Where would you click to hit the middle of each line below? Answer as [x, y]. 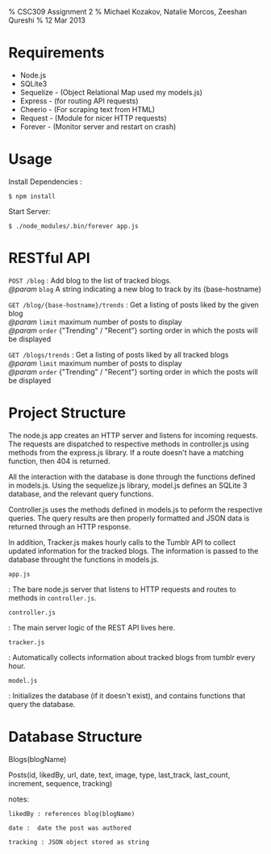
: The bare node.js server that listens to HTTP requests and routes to [122, 589]
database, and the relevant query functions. [81, 494]
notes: [19, 799]
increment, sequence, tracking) [60, 783]
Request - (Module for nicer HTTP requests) [93, 118]
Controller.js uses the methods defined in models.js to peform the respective [135, 509]
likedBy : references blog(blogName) [72, 814]
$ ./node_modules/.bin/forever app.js [73, 226]
